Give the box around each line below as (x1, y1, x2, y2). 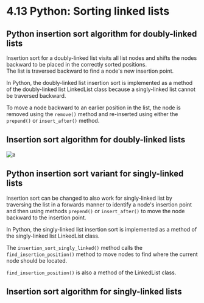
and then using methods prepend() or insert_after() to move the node (6, 207, 185, 214)
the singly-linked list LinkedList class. (6, 232, 100, 239)
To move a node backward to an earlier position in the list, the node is (6, 104, 181, 111)
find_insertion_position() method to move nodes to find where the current (6, 250, 198, 258)
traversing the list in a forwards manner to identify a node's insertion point (6, 200, 192, 208)
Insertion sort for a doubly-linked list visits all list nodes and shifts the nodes (6, 54, 197, 62)
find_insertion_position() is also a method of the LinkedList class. (6, 269, 177, 276)
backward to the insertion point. (6, 214, 86, 221)
